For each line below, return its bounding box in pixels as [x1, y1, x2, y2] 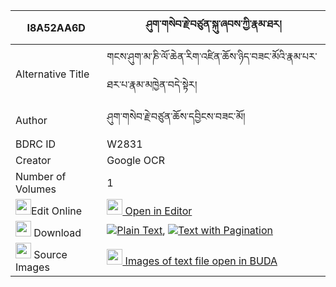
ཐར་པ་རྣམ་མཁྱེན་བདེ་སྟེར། [106, 78, 198, 91]
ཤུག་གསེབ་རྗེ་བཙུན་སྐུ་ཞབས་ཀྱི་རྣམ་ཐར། [145, 17, 282, 31]
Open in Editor [124, 204, 193, 218]
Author [15, 113, 48, 127]
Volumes [15, 182, 57, 196]
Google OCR [106, 154, 165, 167]
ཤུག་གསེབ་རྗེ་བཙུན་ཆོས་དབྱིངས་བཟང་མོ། [106, 110, 246, 123]
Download [33, 226, 82, 239]
